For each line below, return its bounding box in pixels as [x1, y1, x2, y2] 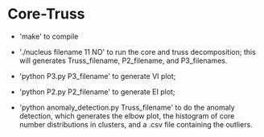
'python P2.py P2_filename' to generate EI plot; [19, 86, 175, 97]
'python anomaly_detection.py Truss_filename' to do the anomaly [19, 102, 235, 112]
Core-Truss [7, 5, 85, 23]
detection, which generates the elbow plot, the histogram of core [19, 110, 235, 121]
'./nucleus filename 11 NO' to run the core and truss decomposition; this [19, 47, 257, 56]
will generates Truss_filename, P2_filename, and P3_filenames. [19, 56, 228, 65]
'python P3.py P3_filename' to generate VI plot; [19, 71, 176, 81]
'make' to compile [19, 31, 79, 41]
